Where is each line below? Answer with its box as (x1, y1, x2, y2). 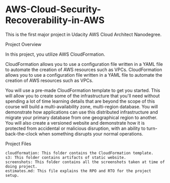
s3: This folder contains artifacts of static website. (5, 155, 126, 160)
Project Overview (5, 41, 42, 47)
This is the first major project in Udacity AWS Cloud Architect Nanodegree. (5, 31, 162, 37)
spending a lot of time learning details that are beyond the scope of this (5, 98, 155, 104)
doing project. (5, 164, 38, 169)
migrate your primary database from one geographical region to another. (5, 114, 158, 121)
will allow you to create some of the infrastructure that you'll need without (5, 93, 160, 99)
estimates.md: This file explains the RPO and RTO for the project (5, 168, 152, 173)
